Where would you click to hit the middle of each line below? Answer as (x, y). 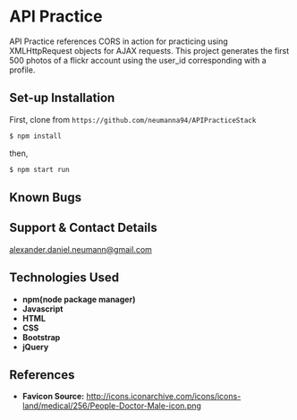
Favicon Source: (53, 397)
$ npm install (36, 136)
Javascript (42, 309)
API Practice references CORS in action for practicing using (119, 41)
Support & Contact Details (84, 228)
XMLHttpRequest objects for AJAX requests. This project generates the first (149, 50)
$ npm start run (39, 169)
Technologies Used (64, 278)
